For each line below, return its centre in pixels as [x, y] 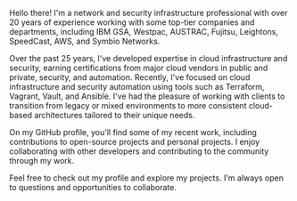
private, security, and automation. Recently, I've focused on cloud [130, 77]
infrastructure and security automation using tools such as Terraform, [137, 87]
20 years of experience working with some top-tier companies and [132, 22]
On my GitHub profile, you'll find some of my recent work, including [133, 132]
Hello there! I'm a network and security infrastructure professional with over [148, 13]
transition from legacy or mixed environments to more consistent [128, 105]
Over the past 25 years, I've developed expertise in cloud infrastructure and [148, 58]
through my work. [42, 161]
